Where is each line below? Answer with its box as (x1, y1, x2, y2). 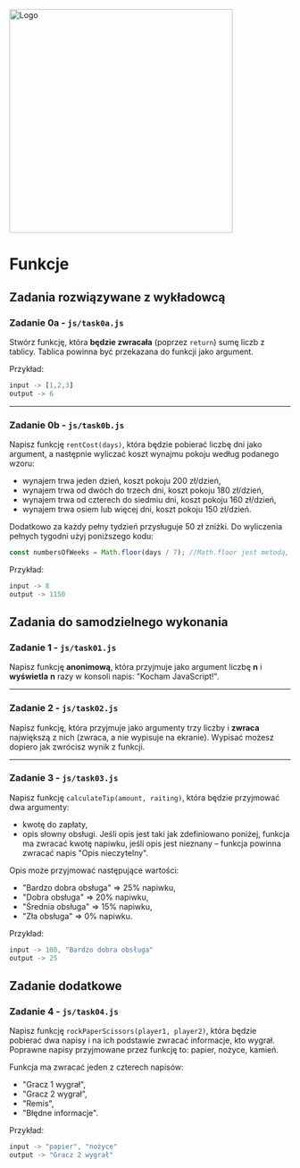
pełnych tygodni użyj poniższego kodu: (9, 530, 154, 541)
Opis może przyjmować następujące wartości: (9, 865, 179, 876)
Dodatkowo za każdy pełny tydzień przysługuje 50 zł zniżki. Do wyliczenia (9, 521, 283, 531)
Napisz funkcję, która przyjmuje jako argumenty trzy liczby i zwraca (9, 722, 260, 732)
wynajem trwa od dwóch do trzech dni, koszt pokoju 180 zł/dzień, (21, 485, 264, 495)
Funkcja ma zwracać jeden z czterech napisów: (9, 1062, 185, 1072)
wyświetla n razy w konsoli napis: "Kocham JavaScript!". (9, 671, 220, 682)
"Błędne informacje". (21, 1108, 99, 1119)
